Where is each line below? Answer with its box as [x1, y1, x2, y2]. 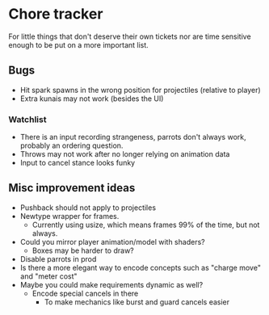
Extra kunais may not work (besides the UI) [19, 94, 164, 103]
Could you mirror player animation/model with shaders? [19, 237, 205, 246]
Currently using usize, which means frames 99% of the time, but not [32, 220, 260, 229]
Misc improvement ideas [8, 181, 136, 195]
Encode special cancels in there [32, 288, 139, 298]
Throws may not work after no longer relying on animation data [19, 149, 230, 159]
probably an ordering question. [19, 141, 124, 150]
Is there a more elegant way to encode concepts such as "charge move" [19, 262, 261, 272]
